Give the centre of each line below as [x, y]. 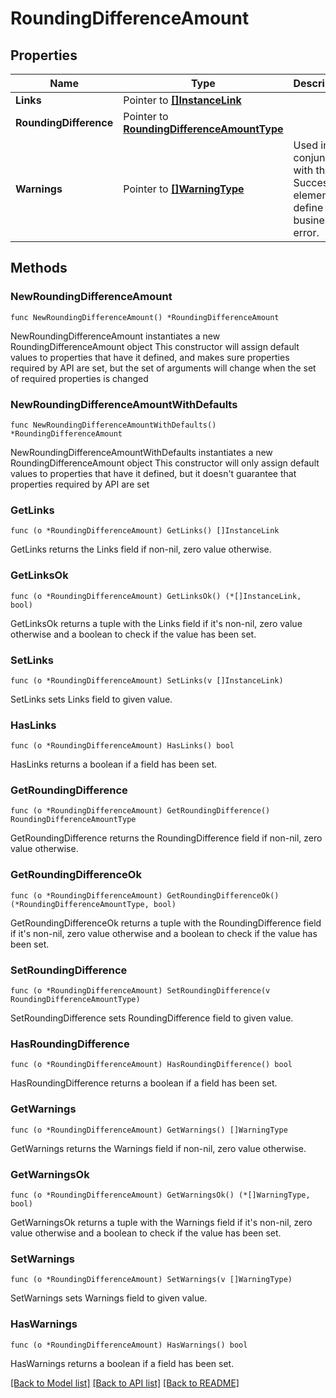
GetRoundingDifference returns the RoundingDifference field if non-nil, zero [166, 838]
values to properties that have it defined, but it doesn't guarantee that [153, 473]
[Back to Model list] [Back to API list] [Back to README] [125, 1383]
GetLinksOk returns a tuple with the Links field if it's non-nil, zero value [156, 623]
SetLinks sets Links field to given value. [91, 699]
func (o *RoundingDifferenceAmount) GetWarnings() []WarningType [149, 1130]
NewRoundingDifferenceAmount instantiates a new [115, 336]
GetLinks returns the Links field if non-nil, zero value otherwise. [141, 549]
